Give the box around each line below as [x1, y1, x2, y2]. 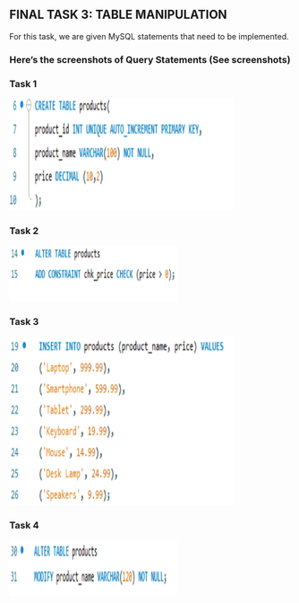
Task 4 [9, 519, 39, 531]
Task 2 [9, 224, 39, 237]
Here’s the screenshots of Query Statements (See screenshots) [9, 53, 291, 66]
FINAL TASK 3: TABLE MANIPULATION [9, 7, 227, 22]
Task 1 [9, 77, 38, 90]
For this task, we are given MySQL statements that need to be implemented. [9, 31, 289, 41]
